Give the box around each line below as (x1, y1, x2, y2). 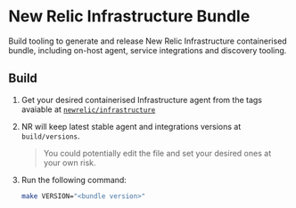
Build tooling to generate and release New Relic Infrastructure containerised (8, 36, 287, 46)
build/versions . (21, 131, 81, 141)
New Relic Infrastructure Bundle (8, 6, 251, 27)
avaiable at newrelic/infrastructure (21, 104, 156, 115)
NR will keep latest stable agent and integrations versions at (21, 121, 242, 132)
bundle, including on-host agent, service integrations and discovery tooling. (8, 44, 287, 55)
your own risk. (43, 157, 96, 168)
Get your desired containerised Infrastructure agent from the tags (21, 94, 262, 105)
